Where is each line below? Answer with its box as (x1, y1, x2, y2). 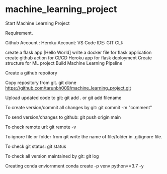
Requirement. (5, 30, 33, 36)
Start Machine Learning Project (5, 20, 70, 26)
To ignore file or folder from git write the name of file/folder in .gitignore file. (5, 133, 162, 139)
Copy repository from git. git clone (5, 79, 76, 85)
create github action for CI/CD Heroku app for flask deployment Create (5, 54, 152, 61)
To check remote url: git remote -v (5, 124, 76, 130)
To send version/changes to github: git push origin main (5, 114, 121, 120)
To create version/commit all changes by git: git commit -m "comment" (5, 104, 152, 110)
